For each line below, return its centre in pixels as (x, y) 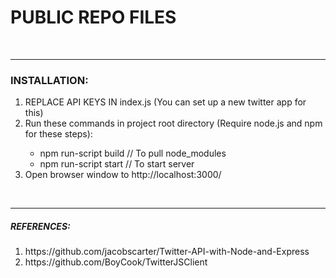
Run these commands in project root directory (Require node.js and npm (173, 123)
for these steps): (58, 134)
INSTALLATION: (49, 80)
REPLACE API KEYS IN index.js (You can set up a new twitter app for (165, 102)
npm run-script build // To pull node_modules (133, 153)
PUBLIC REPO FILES (93, 17)
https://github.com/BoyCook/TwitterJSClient (116, 262)
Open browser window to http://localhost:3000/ (123, 175)
